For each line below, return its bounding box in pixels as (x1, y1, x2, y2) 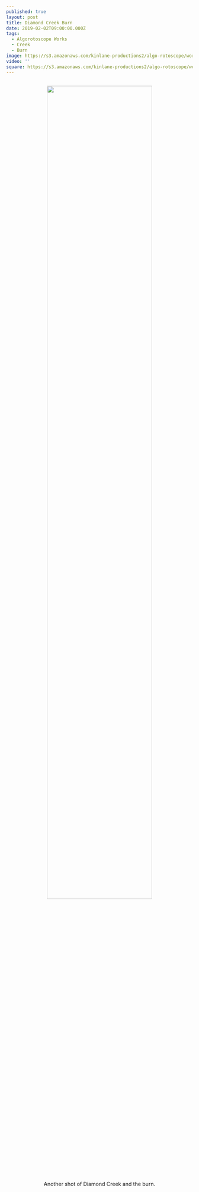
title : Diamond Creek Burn (6, 20, 73, 26)
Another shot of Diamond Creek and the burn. (43, 1181, 156, 1188)
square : (6, 63, 25, 70)
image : (6, 53, 23, 59)
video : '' (6, 58, 31, 64)
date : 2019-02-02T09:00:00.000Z (6, 25, 86, 31)
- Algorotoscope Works (11, 36, 68, 42)
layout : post (6, 14, 38, 20)
